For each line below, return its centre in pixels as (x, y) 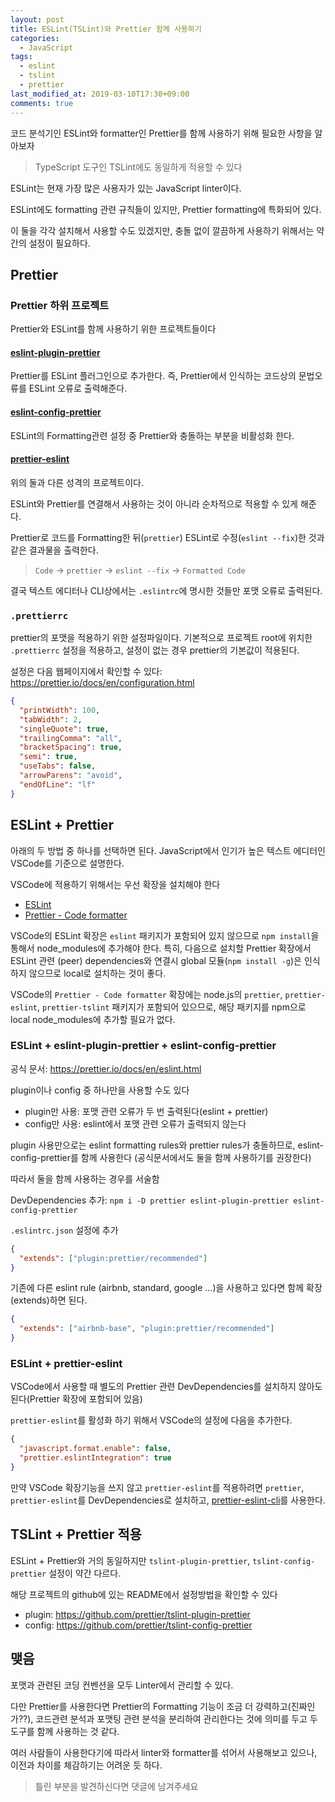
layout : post (37, 19)
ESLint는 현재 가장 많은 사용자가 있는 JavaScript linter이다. (126, 188)
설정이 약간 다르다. (85, 1573)
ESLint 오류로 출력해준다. (78, 388)
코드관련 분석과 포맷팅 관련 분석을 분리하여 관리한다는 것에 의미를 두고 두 (176, 1718)
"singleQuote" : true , (64, 729)
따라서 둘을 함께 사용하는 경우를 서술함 (85, 1178)
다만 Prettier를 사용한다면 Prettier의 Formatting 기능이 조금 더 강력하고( (151, 1706)
